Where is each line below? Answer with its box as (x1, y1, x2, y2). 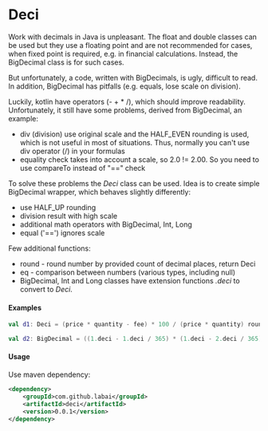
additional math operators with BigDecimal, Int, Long (19, 219, 193, 229)
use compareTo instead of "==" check (19, 163, 146, 172)
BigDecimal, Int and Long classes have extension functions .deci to (19, 275, 241, 285)
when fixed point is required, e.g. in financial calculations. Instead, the (8, 49, 238, 58)
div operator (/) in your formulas (19, 146, 125, 156)
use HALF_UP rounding (19, 202, 97, 212)
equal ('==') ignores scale (19, 227, 105, 237)
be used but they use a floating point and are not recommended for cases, (8, 40, 253, 49)
